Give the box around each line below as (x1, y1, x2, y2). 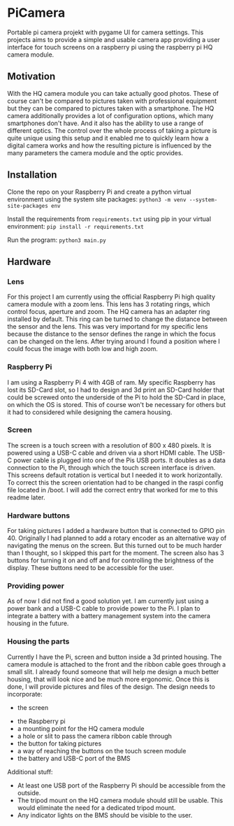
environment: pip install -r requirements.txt (7, 222, 145, 230)
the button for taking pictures (17, 739, 102, 748)
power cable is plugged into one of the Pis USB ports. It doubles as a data (13, 456, 226, 464)
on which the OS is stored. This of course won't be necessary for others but (7, 400, 226, 408)
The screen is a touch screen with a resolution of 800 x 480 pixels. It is (7, 441, 212, 449)
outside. (17, 788, 41, 797)
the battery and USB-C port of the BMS (17, 754, 131, 762)
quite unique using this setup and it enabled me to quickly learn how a (7, 134, 209, 142)
